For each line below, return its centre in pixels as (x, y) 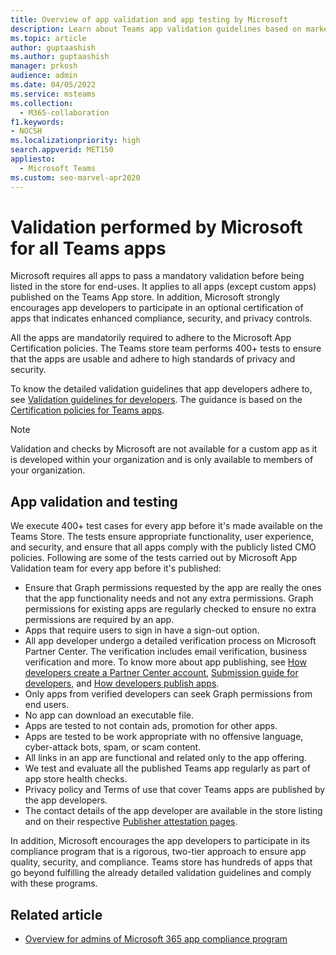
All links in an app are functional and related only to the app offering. (165, 758)
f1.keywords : (37, 122)
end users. (47, 705)
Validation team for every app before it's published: (116, 568)
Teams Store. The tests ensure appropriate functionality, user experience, (162, 537)
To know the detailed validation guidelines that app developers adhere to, (161, 389)
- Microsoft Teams (58, 168)
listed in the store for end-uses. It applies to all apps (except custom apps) (163, 287)
